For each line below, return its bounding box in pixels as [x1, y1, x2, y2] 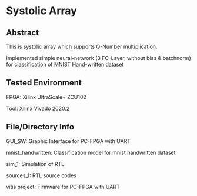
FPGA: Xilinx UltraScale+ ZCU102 [6, 93, 87, 101]
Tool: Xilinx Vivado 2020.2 [6, 105, 70, 112]
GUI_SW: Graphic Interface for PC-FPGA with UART [6, 137, 131, 145]
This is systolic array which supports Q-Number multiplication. [6, 43, 158, 50]
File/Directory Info [6, 122, 75, 132]
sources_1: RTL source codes [6, 172, 76, 179]
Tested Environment [6, 78, 82, 88]
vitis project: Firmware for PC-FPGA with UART [6, 183, 120, 190]
